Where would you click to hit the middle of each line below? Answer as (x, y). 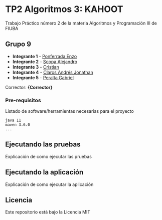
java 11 (13, 121)
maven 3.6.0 (18, 125)
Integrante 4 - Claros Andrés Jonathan (53, 72)
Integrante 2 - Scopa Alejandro (45, 62)
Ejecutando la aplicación (44, 172)
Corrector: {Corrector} (29, 87)
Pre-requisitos (23, 100)
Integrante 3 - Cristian (36, 67)
